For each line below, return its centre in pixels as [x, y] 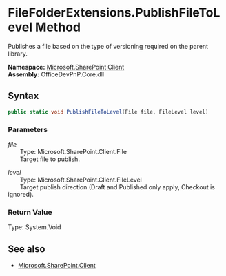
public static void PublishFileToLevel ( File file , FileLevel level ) [108, 112]
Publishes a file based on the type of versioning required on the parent [108, 46]
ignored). [21, 194]
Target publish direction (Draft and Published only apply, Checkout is [118, 187]
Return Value [30, 212]
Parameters [28, 129]
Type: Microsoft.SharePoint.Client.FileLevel [81, 180]
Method [58, 27]
